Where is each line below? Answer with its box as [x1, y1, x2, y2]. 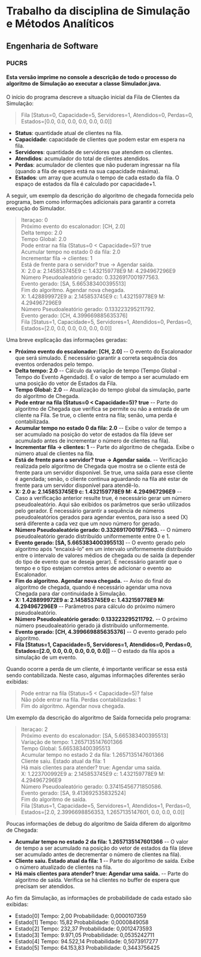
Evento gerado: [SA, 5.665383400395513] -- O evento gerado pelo [14, 538, 186, 546]
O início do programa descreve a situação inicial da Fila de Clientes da [6, 93, 180, 100]
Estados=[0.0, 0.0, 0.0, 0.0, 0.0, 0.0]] [20, 118, 112, 125]
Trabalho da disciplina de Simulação [6, 4, 190, 18]
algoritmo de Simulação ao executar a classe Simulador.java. [6, 80, 161, 88]
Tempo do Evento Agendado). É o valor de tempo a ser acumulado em [14, 373, 189, 380]
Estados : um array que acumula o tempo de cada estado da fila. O [14, 174, 180, 181]
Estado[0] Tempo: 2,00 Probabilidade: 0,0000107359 [14, 912, 147, 919]
